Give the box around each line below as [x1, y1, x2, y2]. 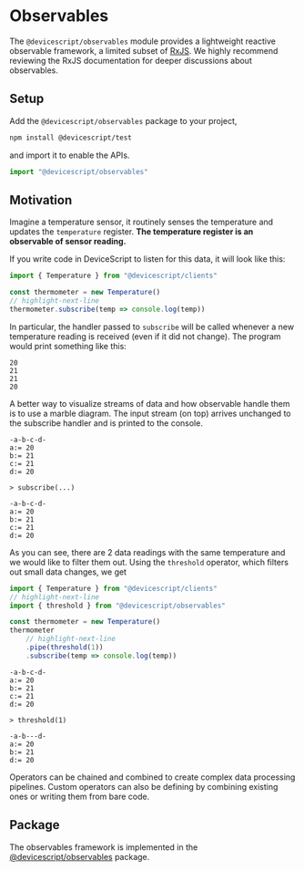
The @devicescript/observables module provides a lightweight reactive [9, 36, 276, 47]
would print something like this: [9, 340, 127, 351]
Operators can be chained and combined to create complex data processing [9, 772, 296, 783]
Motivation [9, 192, 73, 208]
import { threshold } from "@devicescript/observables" [9, 601, 226, 610]
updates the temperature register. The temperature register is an [9, 226, 254, 237]
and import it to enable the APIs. [9, 150, 130, 161]
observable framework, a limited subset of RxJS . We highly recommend [9, 45, 279, 56]
